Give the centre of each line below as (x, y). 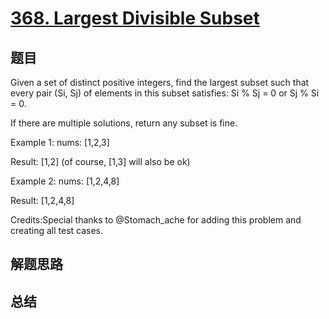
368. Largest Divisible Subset (135, 18)
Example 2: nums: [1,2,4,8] (65, 181)
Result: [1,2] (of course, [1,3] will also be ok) (100, 161)
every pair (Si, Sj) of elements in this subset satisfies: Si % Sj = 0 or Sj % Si (165, 93)
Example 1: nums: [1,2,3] (60, 142)
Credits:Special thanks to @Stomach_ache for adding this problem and (156, 220)
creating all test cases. (57, 230)
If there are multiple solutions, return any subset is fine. (124, 123)
